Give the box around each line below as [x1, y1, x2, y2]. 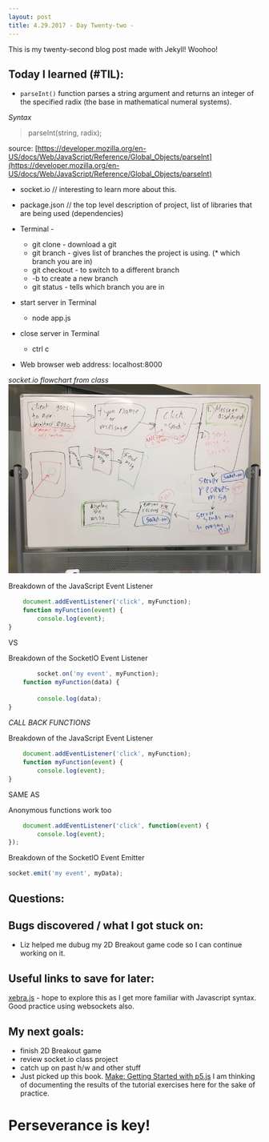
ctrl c [31, 344, 50, 354]
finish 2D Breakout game [19, 1046, 102, 1056]
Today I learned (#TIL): [8, 67, 124, 81]
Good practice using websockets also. [8, 1001, 134, 1012]
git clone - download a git [31, 240, 117, 250]
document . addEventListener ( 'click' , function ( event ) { [22, 821, 210, 830]
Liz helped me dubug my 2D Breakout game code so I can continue [19, 940, 243, 950]
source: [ [8, 144, 38, 154]
